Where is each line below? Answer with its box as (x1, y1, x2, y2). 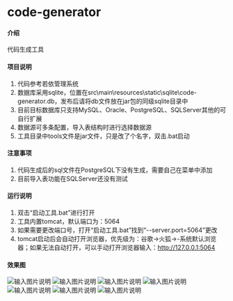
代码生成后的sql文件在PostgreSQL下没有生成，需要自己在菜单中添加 (17, 165, 213, 174)
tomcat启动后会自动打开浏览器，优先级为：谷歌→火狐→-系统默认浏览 (17, 235, 217, 242)
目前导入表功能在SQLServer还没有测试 (17, 174, 129, 183)
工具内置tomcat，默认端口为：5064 (17, 217, 120, 225)
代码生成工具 (7, 45, 44, 54)
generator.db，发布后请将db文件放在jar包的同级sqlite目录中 (17, 97, 188, 105)
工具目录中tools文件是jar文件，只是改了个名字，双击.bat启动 (17, 132, 190, 140)
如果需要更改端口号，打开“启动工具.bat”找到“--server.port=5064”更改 (17, 226, 218, 234)
